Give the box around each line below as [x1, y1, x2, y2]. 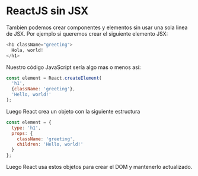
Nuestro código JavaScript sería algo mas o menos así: [6, 64, 141, 71]
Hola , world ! [11, 47, 44, 53]
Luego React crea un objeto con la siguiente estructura [6, 108, 140, 115]
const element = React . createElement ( [6, 75, 102, 81]
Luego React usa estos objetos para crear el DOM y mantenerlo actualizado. [6, 164, 193, 171]
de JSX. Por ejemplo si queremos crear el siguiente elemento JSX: [6, 30, 168, 37]
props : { [11, 130, 33, 136]
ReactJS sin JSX [6, 4, 89, 18]
